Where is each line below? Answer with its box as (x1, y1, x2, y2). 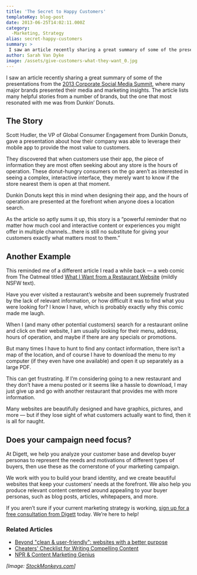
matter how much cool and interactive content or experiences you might (6, 222, 181, 229)
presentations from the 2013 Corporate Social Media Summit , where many (6, 80, 185, 87)
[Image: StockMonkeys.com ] (6, 563, 76, 570)
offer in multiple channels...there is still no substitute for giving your (6, 228, 169, 235)
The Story (6, 116, 43, 126)
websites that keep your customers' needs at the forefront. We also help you (6, 480, 191, 487)
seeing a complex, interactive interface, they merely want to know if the (6, 174, 179, 181)
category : (6, 25, 30, 31)
